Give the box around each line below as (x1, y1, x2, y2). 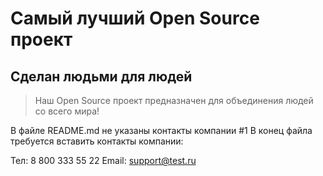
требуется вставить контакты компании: (10, 135, 184, 147)
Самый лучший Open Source (10, 7, 260, 30)
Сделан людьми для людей (10, 68, 193, 85)
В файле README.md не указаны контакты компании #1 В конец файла (10, 125, 313, 136)
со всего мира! (34, 105, 100, 117)
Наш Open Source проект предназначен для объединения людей (34, 95, 314, 106)
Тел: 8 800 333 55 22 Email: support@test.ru (10, 155, 197, 166)
